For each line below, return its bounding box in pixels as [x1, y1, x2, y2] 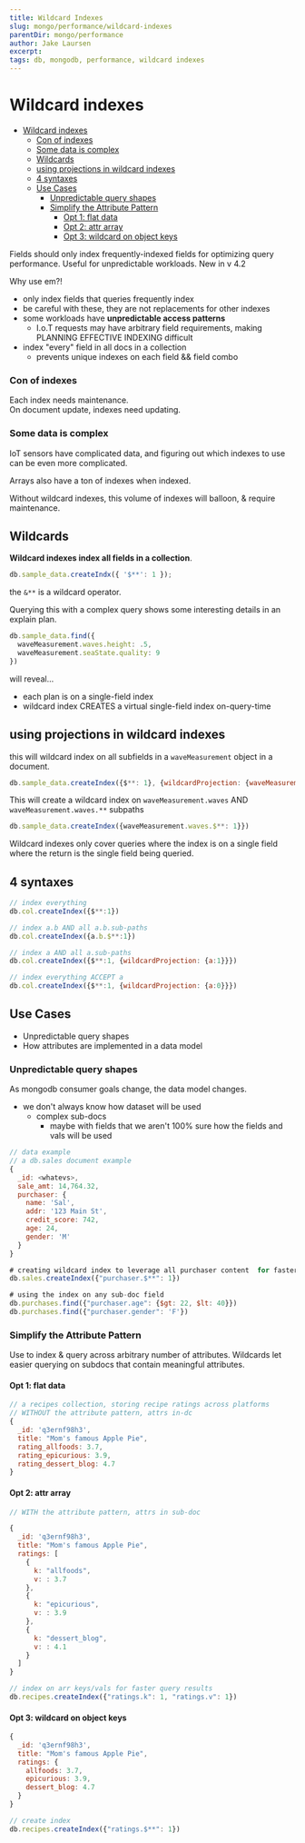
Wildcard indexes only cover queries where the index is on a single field [9, 838, 279, 850]
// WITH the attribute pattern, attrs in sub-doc [9, 1508, 202, 1517]
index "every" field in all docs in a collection [22, 342, 187, 353]
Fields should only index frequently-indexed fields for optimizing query [9, 248, 274, 259]
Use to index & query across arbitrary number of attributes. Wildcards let [9, 1350, 282, 1360]
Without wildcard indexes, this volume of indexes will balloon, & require [9, 493, 276, 503]
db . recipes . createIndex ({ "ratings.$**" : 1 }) [9, 1824, 181, 1834]
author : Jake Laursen [9, 38, 92, 48]
